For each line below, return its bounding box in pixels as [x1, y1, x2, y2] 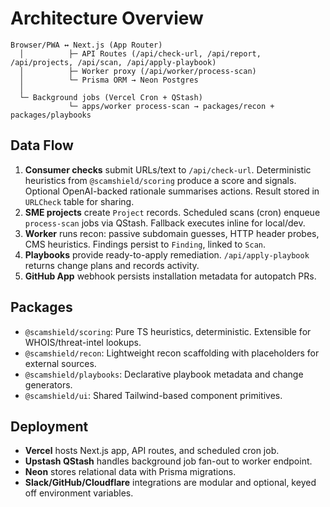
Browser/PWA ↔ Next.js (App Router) [10, 40, 163, 50]
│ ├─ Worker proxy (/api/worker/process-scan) [19, 66, 257, 76]
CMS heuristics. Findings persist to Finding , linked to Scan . [24, 238, 267, 250]
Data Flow [10, 137, 74, 154]
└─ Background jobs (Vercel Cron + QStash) [19, 92, 203, 102]
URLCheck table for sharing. [24, 195, 135, 207]
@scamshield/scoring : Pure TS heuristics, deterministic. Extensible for [24, 325, 312, 337]
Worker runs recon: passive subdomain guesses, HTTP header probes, [24, 227, 320, 239]
